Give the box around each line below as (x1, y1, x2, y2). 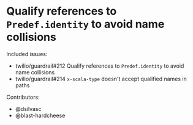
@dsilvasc (15, 105, 42, 112)
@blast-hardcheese (15, 112, 66, 119)
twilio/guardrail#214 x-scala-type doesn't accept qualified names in (15, 75, 187, 82)
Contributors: (6, 93, 40, 101)
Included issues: (6, 50, 48, 57)
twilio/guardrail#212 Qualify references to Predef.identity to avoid (15, 62, 184, 70)
